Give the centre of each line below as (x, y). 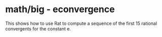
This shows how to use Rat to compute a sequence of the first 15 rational (81, 23)
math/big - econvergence (60, 9)
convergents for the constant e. (38, 28)
